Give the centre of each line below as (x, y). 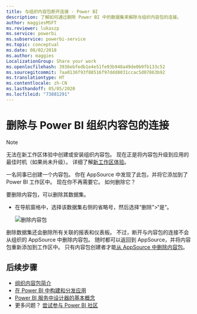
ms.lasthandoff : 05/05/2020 (41, 89)
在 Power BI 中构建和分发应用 (51, 290)
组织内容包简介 (33, 283)
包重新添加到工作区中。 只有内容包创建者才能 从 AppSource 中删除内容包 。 (97, 247)
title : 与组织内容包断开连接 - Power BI (52, 12)
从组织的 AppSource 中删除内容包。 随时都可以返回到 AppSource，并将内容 (98, 239)
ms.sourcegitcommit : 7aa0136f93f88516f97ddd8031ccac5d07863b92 (86, 72)
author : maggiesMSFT (32, 23)
